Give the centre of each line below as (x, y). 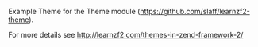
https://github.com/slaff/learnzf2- (195, 11)
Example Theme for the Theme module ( (74, 11)
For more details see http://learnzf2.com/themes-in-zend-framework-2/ (126, 35)
